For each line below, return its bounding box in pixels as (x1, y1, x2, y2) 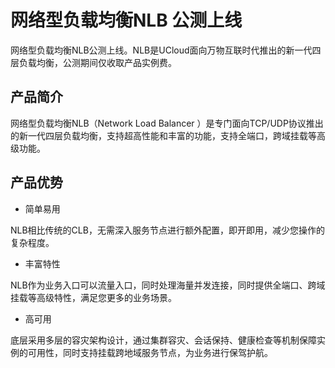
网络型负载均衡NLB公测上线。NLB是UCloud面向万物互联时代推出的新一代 (10, 44, 313, 56)
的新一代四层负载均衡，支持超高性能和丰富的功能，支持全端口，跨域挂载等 (10, 129, 317, 141)
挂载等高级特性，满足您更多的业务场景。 (10, 291, 177, 303)
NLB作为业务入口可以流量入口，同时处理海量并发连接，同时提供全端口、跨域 (10, 279, 326, 291)
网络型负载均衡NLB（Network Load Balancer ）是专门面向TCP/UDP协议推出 (10, 117, 324, 129)
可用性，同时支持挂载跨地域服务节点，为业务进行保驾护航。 (27, 346, 273, 358)
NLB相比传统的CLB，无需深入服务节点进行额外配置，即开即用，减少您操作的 (10, 224, 325, 236)
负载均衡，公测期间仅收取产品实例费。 (18, 56, 177, 68)
